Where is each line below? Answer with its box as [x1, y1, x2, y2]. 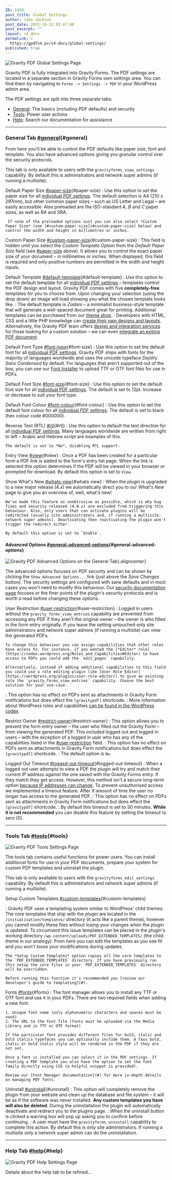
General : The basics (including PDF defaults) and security [12, 105, 135, 112]
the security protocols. [5, 157, 53, 163]
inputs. [5, 264, 20, 270]
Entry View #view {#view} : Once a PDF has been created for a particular [5, 452, 158, 458]
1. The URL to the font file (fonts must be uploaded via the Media [5, 1019, 155, 1024]
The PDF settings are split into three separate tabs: [5, 96, 113, 102]
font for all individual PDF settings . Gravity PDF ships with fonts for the [5, 349, 154, 355]
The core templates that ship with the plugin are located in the [5, 911, 136, 917]
